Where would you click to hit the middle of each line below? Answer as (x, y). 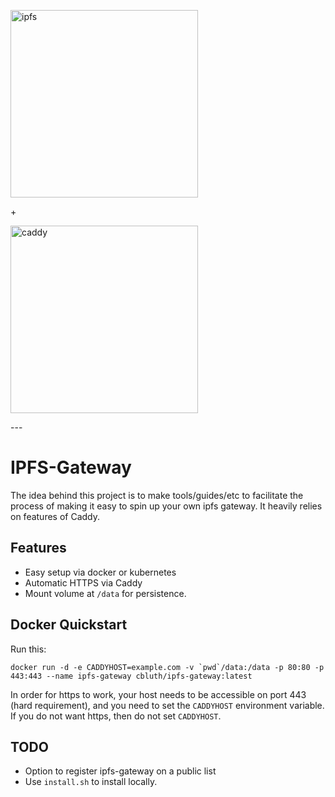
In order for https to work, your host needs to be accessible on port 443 (158, 694)
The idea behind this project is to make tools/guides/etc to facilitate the (157, 495)
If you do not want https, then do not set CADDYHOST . (116, 716)
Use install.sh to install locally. (91, 782)
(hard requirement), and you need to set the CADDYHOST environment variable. (167, 705)
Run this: (28, 649)
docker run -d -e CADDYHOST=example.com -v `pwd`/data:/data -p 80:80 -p (167, 667)
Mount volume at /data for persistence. (105, 593)
